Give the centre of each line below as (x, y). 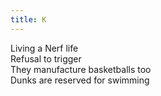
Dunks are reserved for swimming (80, 80)
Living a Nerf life (44, 48)
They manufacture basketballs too (81, 69)
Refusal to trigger (46, 58)
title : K (28, 19)
